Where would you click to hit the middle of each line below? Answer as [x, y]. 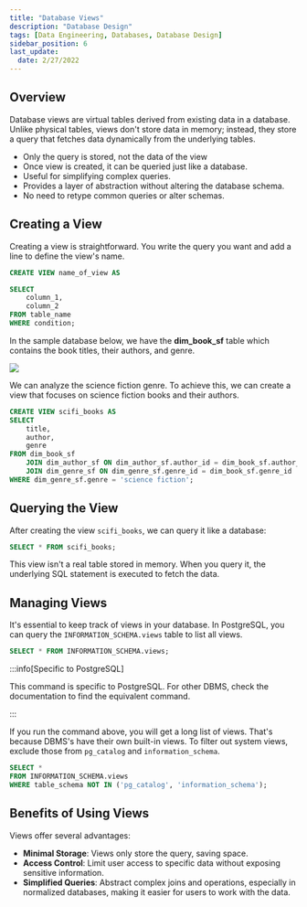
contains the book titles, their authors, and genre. [102, 350]
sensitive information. [64, 872]
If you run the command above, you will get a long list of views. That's [141, 731]
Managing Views [58, 603]
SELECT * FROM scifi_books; [63, 547]
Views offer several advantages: [70, 835]
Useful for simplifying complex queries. [97, 176]
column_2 [42, 306]
